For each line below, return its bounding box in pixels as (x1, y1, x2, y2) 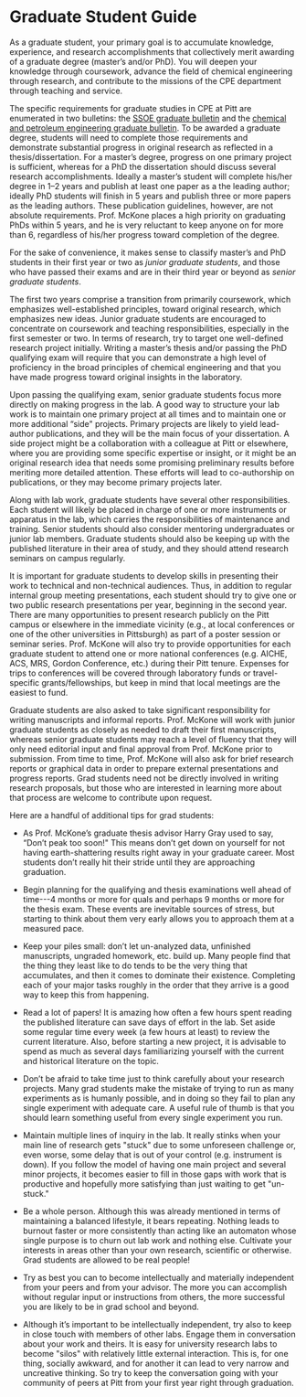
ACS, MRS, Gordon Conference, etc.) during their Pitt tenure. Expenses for (9, 657, 290, 668)
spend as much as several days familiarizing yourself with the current (22, 1045, 285, 1057)
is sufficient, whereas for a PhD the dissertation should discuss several (9, 161, 277, 172)
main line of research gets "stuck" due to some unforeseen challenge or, (22, 1139, 297, 1150)
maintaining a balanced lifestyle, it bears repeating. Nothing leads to (22, 1215, 280, 1226)
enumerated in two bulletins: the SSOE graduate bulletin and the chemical (9, 112, 287, 123)
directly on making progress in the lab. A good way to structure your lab (9, 399, 280, 410)
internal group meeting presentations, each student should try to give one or (9, 590, 297, 601)
